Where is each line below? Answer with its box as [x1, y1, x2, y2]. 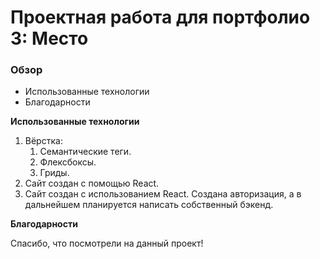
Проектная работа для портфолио [10, 6, 311, 29]
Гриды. [39, 167, 70, 179]
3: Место [10, 27, 89, 50]
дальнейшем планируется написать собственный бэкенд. [24, 199, 274, 211]
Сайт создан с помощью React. [24, 177, 160, 190]
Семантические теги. [39, 146, 132, 158]
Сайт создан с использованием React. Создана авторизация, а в [24, 188, 302, 200]
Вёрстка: [24, 135, 63, 147]
